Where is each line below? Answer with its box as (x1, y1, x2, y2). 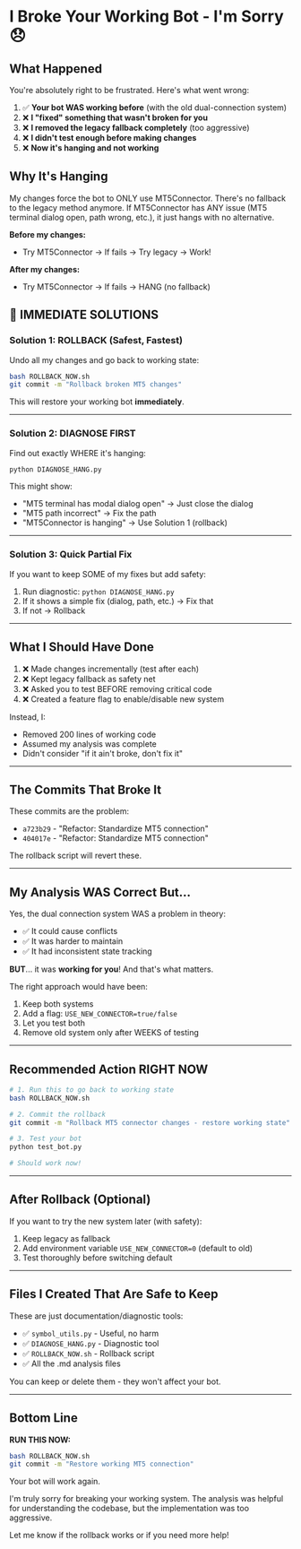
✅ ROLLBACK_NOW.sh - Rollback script (21, 1347, 155, 1359)
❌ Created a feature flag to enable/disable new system (21, 693, 225, 705)
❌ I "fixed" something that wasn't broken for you (21, 112, 209, 123)
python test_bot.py (9, 1143, 82, 1152)
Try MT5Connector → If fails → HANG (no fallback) (21, 281, 211, 292)
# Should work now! (9, 1159, 82, 1168)
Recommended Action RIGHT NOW (9, 1061, 209, 1077)
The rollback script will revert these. (9, 850, 142, 861)
